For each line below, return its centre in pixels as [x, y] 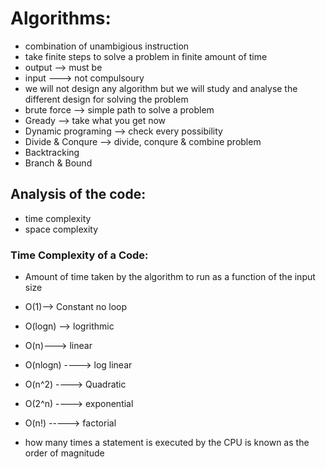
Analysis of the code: [78, 194]
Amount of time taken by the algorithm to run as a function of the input [170, 277]
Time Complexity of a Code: [79, 255]
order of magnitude [64, 453]
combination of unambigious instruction [107, 46]
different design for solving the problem [106, 99]
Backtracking [52, 152]
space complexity [61, 229]
